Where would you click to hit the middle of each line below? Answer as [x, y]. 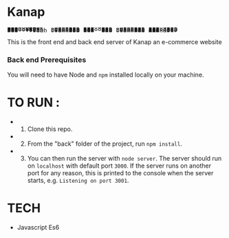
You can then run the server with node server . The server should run [124, 159]
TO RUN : [34, 102]
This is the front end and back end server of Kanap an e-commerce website [115, 41]
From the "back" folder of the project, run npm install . [105, 144]
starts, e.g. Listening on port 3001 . [78, 181]
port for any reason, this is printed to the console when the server [120, 173]
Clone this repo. [50, 129]
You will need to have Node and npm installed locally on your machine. [106, 75]
